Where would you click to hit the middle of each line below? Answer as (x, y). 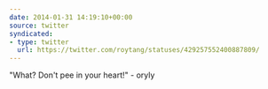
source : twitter (39, 26)
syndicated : (31, 33)
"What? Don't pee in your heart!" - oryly (82, 75)
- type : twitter (39, 42)
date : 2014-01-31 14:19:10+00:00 (71, 17)
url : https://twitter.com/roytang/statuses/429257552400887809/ (138, 50)
